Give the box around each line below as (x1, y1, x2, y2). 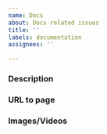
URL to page (8, 94, 55, 105)
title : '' (8, 26, 41, 34)
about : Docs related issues (8, 19, 100, 27)
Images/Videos (8, 115, 68, 126)
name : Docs (8, 11, 44, 20)
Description (8, 74, 54, 85)
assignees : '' (8, 41, 55, 49)
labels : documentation (8, 33, 82, 42)
